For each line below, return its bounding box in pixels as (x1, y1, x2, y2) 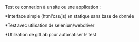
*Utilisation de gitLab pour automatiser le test (5, 32, 96, 37)
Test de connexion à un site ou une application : (5, 4, 101, 10)
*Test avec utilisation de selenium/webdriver (5, 22, 95, 28)
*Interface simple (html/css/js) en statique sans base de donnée (5, 13, 135, 19)
